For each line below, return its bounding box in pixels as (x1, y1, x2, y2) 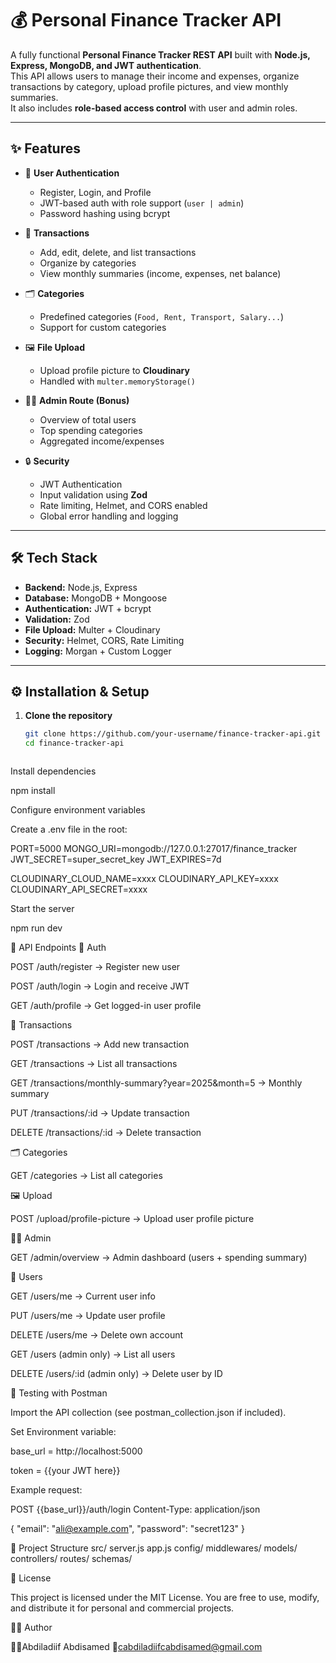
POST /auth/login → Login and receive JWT (10, 980, 190, 992)
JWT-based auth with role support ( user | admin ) (39, 197, 245, 209)
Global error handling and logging (39, 510, 179, 522)
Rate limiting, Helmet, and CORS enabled (39, 499, 208, 511)
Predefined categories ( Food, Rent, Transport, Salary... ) (39, 310, 285, 322)
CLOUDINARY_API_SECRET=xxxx (10, 883, 148, 896)
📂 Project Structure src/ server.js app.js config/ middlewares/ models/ (10, 1542, 298, 1554)
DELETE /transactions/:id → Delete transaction (10, 1127, 202, 1139)
